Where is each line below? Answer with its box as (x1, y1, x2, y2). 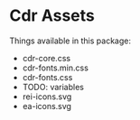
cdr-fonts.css (22, 71, 73, 82)
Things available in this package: (9, 35, 131, 46)
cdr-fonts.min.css (22, 62, 89, 73)
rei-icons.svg (22, 91, 72, 102)
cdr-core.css (22, 52, 70, 63)
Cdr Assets (9, 5, 95, 26)
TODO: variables (22, 81, 84, 92)
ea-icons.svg (22, 100, 72, 111)
